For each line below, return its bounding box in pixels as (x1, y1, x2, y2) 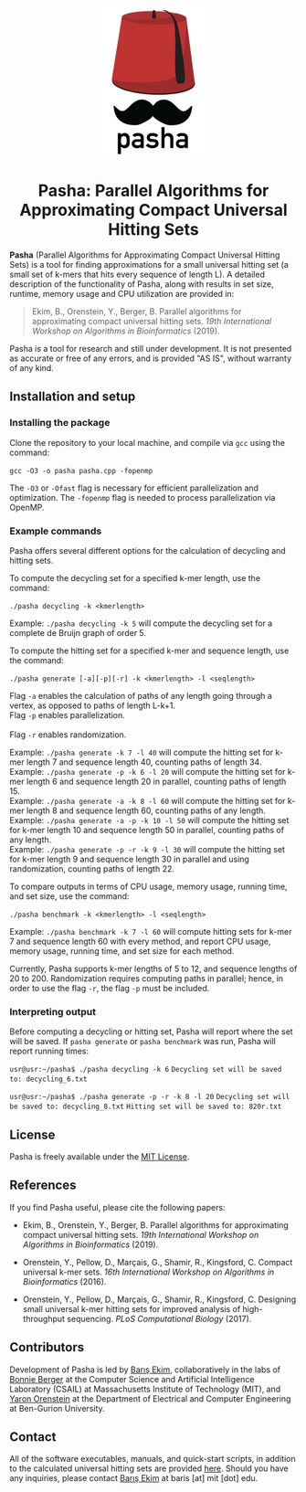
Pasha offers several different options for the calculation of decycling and (9, 545, 286, 556)
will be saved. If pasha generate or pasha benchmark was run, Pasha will (9, 1036, 276, 1047)
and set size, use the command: (9, 890, 130, 902)
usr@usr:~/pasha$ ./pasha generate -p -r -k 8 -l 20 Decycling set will (9, 1093, 290, 1102)
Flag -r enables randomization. (9, 729, 127, 740)
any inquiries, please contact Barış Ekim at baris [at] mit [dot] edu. (9, 1473, 259, 1484)
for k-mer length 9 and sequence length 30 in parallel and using (9, 853, 249, 864)
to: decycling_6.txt (9, 1074, 89, 1085)
